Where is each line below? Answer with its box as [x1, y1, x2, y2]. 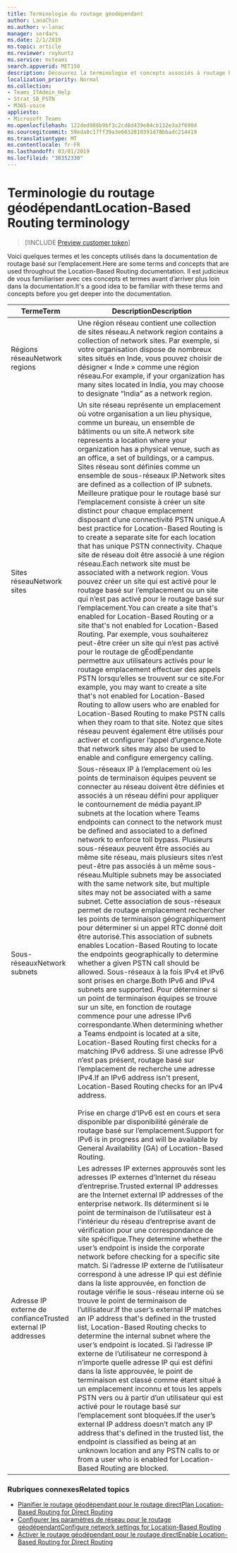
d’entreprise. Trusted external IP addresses [77, 1181, 219, 1190]
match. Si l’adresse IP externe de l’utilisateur [77, 1260, 224, 1270]
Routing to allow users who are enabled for [77, 700, 220, 709]
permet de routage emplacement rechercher [77, 905, 226, 915]
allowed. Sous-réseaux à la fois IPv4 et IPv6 [77, 967, 224, 977]
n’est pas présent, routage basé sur [77, 1055, 195, 1065]
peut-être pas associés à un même [77, 861, 194, 871]
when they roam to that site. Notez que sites [77, 717, 224, 727]
